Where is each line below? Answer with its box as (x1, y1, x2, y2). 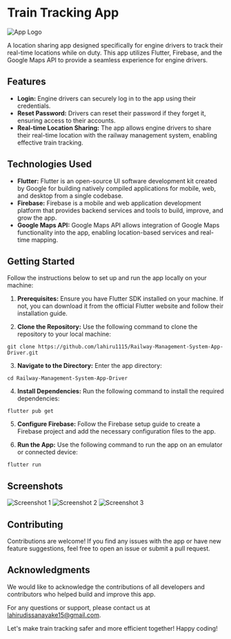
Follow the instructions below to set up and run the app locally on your (7, 274, 207, 282)
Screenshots (7, 480, 63, 492)
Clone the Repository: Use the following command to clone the (17, 323, 198, 331)
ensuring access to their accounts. (17, 116, 116, 124)
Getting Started (7, 255, 75, 267)
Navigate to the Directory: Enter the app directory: (17, 362, 162, 370)
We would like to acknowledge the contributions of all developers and (7, 582, 205, 591)
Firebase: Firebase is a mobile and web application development (17, 198, 201, 207)
